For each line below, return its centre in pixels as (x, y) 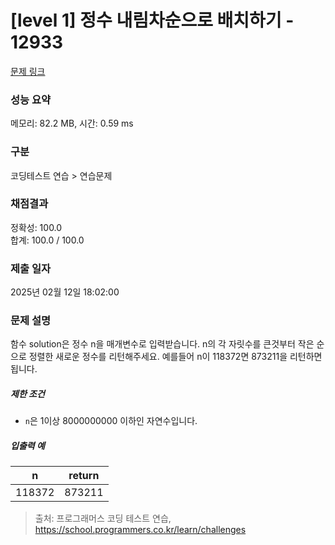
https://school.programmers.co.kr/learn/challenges (140, 530)
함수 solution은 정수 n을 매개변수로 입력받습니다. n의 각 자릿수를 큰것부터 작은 (162, 344)
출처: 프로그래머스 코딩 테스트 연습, (103, 518)
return (84, 476)
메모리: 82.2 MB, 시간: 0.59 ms (72, 123)
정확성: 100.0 (36, 227)
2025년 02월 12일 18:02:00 (65, 292)
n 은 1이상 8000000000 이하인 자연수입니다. (111, 421)
